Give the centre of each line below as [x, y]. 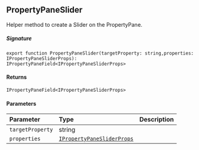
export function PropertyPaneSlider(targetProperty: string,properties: [100, 53]
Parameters [21, 103]
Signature [19, 38]
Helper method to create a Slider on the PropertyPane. [74, 24]
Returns [17, 77]
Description [157, 120]
